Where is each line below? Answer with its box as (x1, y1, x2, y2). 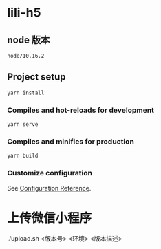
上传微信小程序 (7, 210, 92, 226)
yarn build (7, 153, 39, 160)
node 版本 (7, 34, 50, 45)
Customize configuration (7, 169, 93, 178)
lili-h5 (7, 5, 41, 21)
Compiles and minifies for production (7, 137, 134, 147)
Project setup (7, 71, 67, 83)
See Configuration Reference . (7, 184, 92, 192)
